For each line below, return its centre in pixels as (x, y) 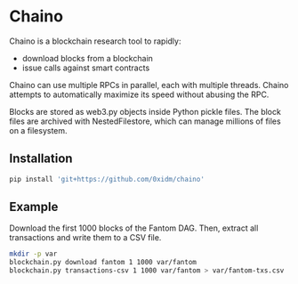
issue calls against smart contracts (86, 68)
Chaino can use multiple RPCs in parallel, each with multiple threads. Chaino (149, 85)
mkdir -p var (33, 254)
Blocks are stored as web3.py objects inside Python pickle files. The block (145, 111)
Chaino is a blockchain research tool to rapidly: (95, 41)
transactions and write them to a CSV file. (85, 238)
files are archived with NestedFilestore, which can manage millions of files (145, 121)
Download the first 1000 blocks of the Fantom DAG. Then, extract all (134, 228)
